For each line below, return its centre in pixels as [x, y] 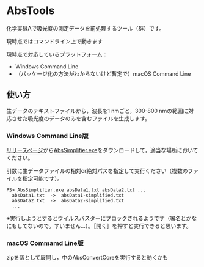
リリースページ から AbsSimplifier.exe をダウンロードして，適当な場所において [102, 150]
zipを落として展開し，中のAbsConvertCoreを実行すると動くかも [87, 258]
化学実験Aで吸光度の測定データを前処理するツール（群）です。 [86, 28]
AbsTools [31, 11]
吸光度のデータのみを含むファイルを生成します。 [89, 118]
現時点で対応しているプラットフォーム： [57, 54]
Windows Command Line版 [47, 136]
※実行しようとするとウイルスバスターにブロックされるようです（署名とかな [102, 218]
